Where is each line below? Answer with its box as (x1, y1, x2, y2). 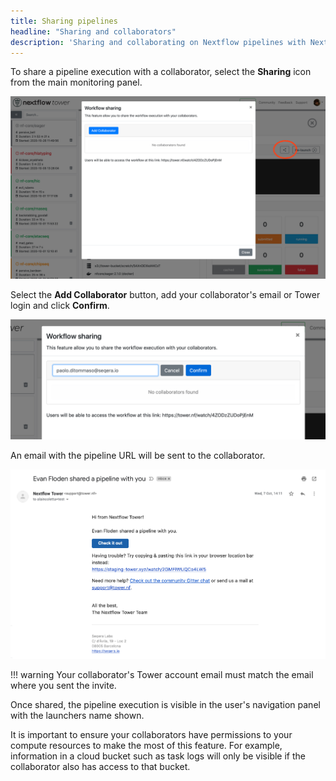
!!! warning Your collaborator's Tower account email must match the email (10, 668, 314, 680)
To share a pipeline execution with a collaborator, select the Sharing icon (10, 66, 312, 78)
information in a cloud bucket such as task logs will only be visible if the (10, 750, 306, 762)
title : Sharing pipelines (10, 16, 118, 26)
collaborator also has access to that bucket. (10, 760, 191, 772)
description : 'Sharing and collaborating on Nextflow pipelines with (10, 37, 307, 47)
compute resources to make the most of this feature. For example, (10, 739, 283, 751)
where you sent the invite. (10, 679, 117, 691)
